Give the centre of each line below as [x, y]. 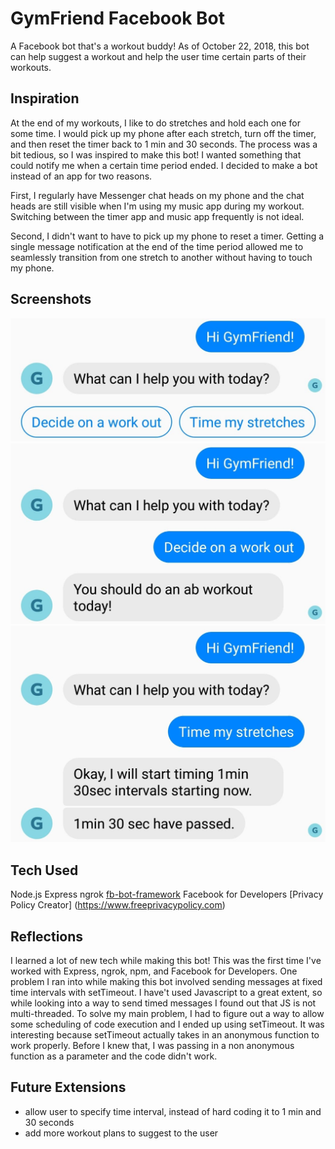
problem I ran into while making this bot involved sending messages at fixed [166, 981]
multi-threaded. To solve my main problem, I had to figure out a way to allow [167, 1013]
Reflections [47, 936]
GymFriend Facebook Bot [118, 18]
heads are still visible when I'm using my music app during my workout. [157, 206]
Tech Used [44, 870]
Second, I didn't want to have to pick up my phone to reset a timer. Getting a [167, 236]
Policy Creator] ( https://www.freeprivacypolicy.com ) [118, 905]
